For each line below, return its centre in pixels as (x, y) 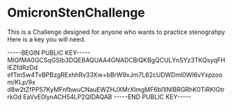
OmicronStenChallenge (76, 13)
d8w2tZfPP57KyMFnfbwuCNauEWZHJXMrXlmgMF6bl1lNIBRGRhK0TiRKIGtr (116, 89)
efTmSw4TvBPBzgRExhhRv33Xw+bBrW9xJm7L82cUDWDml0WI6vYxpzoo (115, 75)
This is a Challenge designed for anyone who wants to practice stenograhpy (116, 32)
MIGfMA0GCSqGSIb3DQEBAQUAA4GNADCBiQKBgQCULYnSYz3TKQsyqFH (116, 60)
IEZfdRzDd (23, 67)
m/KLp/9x (22, 82)
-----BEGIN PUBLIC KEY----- (49, 53)
